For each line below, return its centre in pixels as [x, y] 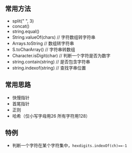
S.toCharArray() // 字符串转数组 [44, 49]
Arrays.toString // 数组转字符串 [43, 43]
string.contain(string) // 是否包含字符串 [51, 62]
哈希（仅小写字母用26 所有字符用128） [51, 116]
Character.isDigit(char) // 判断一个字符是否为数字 [61, 55]
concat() [21, 26]
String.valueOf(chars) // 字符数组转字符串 [54, 37]
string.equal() [26, 31]
